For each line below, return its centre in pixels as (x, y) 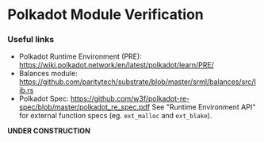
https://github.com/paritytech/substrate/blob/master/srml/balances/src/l (138, 82)
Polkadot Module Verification (105, 15)
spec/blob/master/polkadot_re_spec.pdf (84, 107)
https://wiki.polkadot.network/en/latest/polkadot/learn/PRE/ (117, 65)
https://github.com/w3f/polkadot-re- (130, 99)
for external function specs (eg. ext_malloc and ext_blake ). (115, 116)
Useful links (31, 40)
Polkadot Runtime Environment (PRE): (80, 56)
